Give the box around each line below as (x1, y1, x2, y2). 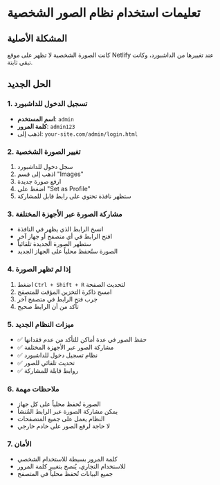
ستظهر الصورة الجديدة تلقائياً (17, 240, 92, 248)
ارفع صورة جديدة (17, 177, 62, 185)
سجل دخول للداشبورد (17, 162, 73, 170)
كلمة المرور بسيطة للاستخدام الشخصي (17, 455, 118, 464)
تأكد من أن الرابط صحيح (17, 302, 80, 310)
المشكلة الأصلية (7, 33, 68, 44)
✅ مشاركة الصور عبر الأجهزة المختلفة (17, 343, 114, 351)
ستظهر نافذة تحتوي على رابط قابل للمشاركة (17, 192, 131, 200)
